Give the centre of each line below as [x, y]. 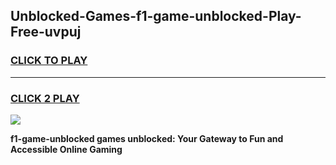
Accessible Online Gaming [66, 149]
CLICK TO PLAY [49, 61]
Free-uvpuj [46, 32]
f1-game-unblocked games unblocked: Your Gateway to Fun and [147, 138]
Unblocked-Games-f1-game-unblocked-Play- [156, 16]
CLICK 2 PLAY [45, 98]
